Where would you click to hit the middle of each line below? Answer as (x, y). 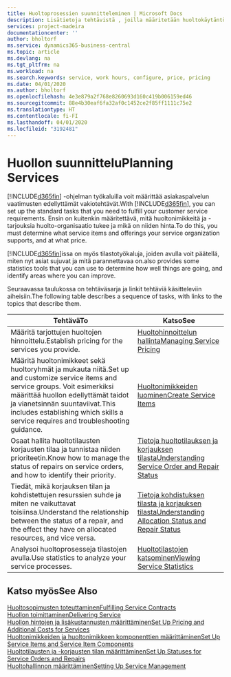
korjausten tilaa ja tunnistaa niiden (65, 450)
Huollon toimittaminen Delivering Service (64, 615)
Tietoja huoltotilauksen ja (178, 441)
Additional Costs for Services (48, 629)
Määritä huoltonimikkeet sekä (58, 361)
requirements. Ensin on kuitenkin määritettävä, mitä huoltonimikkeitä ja (107, 218)
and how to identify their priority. (63, 475)
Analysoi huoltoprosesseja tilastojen (69, 550)
